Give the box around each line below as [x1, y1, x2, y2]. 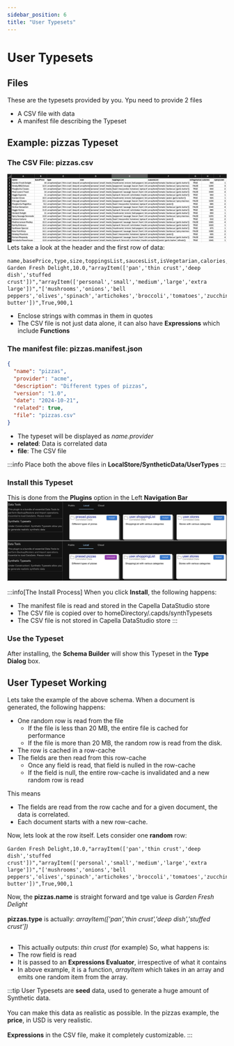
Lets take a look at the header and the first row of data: [7, 243, 165, 251]
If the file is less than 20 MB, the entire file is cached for [27, 724, 189, 732]
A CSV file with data [17, 109, 75, 118]
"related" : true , [13, 404, 64, 411]
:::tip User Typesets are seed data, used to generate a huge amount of [7, 986, 210, 994]
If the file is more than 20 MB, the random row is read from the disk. [27, 738, 223, 747]
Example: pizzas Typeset [7, 137, 118, 149]
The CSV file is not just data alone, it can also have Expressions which [17, 319, 221, 327]
